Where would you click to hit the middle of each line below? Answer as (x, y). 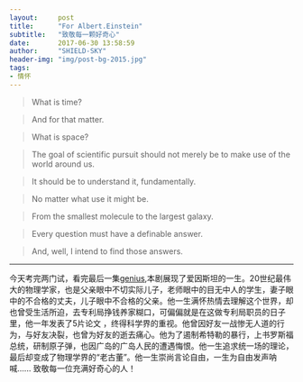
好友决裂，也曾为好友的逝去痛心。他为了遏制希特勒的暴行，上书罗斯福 (163, 334)
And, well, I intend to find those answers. (107, 251)
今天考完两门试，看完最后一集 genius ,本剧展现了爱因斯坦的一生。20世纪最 (147, 278)
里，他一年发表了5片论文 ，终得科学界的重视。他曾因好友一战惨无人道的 (143, 323)
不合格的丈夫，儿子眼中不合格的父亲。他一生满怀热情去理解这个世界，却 (159, 300)
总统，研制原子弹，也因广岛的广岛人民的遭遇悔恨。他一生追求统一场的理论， (151, 346)
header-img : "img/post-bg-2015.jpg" (78, 59)
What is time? (57, 102)
